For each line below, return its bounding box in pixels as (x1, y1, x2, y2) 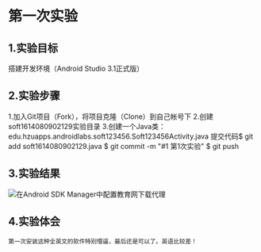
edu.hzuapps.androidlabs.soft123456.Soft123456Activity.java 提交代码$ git (8, 132, 254, 141)
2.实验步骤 (8, 89, 61, 103)
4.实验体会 (8, 215, 61, 228)
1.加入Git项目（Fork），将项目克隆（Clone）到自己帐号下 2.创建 (8, 112, 214, 121)
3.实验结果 (8, 167, 61, 181)
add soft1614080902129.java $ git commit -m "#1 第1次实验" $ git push (8, 141, 240, 151)
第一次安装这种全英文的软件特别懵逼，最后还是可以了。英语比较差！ (8, 238, 198, 246)
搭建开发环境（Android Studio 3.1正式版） (8, 64, 144, 73)
